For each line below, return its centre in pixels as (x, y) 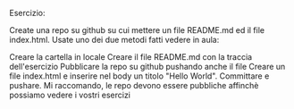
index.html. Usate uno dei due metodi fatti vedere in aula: (114, 40)
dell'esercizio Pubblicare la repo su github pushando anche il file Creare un (147, 67)
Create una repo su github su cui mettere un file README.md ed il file (137, 30)
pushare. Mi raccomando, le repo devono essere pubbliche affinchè (134, 85)
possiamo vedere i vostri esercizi (70, 95)
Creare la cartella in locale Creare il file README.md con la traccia (131, 57)
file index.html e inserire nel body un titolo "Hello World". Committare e (139, 76)
